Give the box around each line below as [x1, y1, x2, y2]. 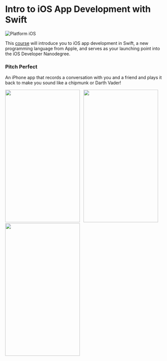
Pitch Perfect [5, 63, 38, 70]
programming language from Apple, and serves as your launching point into [5, 45, 160, 51]
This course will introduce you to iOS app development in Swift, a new [5, 40, 149, 46]
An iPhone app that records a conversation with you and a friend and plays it [5, 75, 162, 81]
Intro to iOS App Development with [5, 3, 151, 15]
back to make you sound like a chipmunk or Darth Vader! [5, 80, 122, 86]
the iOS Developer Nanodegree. [5, 51, 71, 57]
